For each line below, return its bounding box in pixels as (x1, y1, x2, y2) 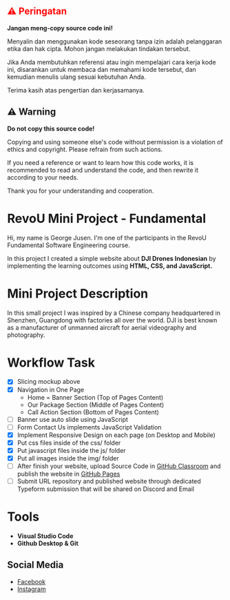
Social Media (7, 559, 64, 571)
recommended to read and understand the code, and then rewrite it (7, 166, 198, 174)
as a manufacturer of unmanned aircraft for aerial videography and (7, 323, 197, 331)
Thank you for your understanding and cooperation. (7, 186, 154, 195)
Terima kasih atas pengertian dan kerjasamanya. (7, 86, 145, 94)
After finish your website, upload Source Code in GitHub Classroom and (17, 462, 222, 470)
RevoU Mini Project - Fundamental (7, 211, 207, 226)
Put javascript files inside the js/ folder (17, 446, 126, 454)
